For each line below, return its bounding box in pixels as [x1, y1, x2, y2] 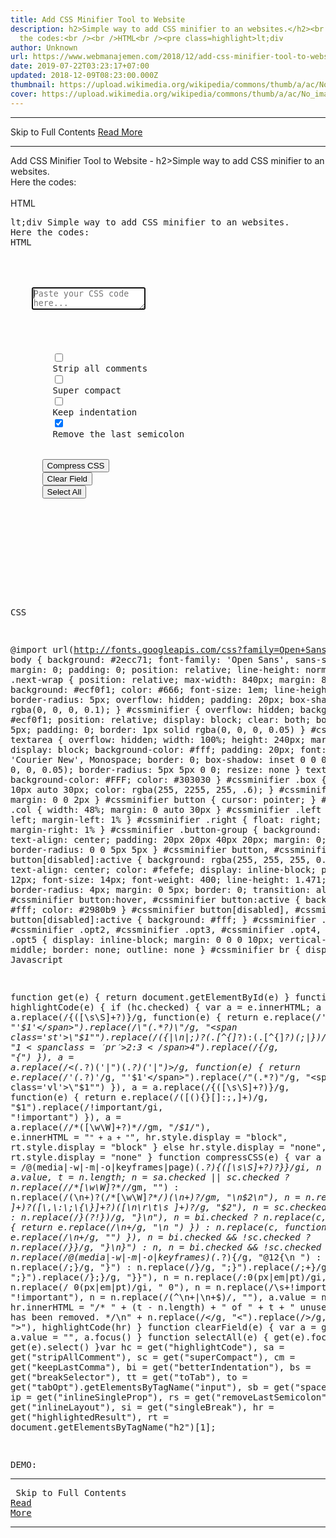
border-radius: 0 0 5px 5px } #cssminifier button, [10, 844, 270, 855]
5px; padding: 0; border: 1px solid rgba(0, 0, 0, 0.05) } [10, 724, 307, 735]
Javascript [10, 954, 64, 965]
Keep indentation [52, 406, 138, 418]
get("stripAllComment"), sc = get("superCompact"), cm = [10, 1351, 296, 1363]
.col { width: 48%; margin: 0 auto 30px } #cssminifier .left [10, 804, 322, 815]
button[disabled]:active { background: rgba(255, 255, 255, [10, 854, 312, 865]
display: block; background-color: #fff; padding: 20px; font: [10, 744, 327, 755]
